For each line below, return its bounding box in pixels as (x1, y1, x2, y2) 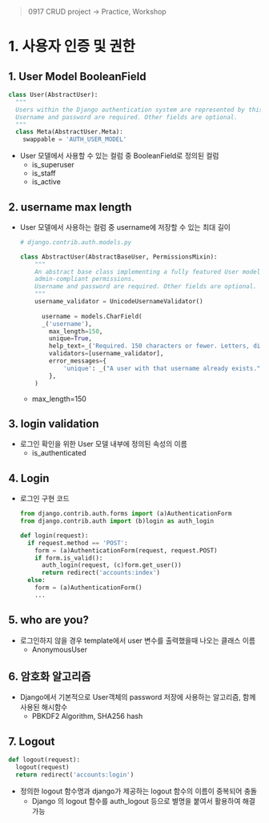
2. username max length (8, 200, 132, 214)
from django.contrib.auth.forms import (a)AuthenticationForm (19, 510, 232, 518)
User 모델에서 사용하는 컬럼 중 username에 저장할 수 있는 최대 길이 (19, 222, 231, 231)
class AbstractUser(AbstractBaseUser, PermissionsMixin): (19, 252, 218, 261)
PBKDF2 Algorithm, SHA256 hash (31, 712, 143, 721)
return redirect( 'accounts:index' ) (41, 568, 161, 577)
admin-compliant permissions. (34, 275, 135, 283)
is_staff (31, 168, 56, 179)
